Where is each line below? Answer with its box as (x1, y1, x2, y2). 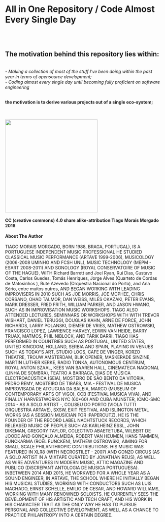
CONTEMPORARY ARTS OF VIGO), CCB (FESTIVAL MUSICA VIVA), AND (5, 391, 152, 397)
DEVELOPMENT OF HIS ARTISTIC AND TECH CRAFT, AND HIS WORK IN (5, 496, 153, 502)
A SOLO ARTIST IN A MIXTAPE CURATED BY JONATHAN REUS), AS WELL (5, 454, 156, 460)
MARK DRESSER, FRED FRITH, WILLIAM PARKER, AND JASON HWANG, (5, 301, 151, 308)
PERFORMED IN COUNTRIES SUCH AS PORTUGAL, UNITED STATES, (5, 338, 145, 344)
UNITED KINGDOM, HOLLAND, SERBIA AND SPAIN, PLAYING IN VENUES (5, 343, 154, 350)
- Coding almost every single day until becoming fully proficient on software (5, 79, 160, 85)
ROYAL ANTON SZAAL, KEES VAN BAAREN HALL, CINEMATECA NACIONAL (5, 365, 160, 370)
